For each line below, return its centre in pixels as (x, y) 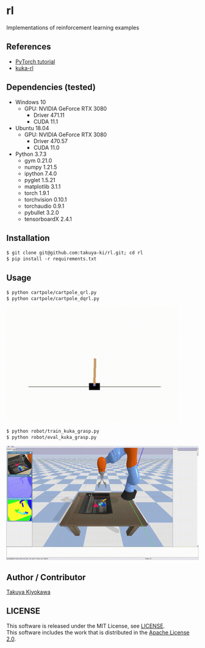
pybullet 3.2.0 (41, 212)
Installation (28, 238)
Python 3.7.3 (31, 154)
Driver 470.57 (51, 141)
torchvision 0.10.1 (45, 199)
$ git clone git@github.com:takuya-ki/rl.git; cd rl (75, 253)
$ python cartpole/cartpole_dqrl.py (53, 299)
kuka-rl (24, 68)
